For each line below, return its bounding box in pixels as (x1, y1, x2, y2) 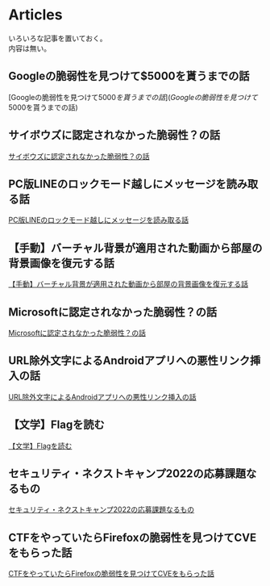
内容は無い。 (8, 43, 51, 53)
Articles (8, 6, 63, 24)
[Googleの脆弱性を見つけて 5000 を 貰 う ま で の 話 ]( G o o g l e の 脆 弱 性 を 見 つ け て (8, 92, 258, 102)
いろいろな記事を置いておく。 (8, 33, 107, 43)
